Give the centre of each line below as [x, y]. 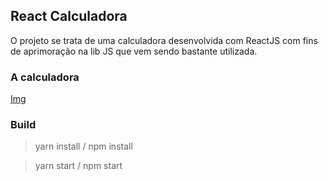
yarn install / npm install [83, 146]
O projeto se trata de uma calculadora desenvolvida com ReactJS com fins [164, 40]
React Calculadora [69, 16]
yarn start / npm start [78, 166]
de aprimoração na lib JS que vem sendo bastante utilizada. [134, 51]
